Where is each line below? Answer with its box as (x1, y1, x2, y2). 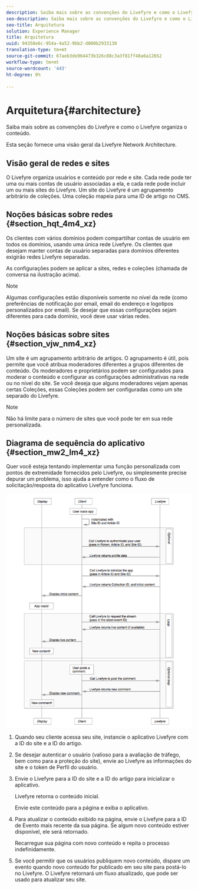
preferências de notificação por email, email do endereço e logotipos (6, 300, 174, 307)
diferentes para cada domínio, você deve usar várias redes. (6, 312, 150, 319)
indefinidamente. (14, 845, 56, 852)
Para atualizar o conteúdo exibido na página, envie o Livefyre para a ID (14, 815, 187, 822)
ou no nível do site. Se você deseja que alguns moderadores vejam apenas (6, 379, 188, 386)
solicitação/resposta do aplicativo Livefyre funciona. (6, 482, 134, 489)
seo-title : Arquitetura (6, 22, 65, 28)
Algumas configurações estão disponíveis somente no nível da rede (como (6, 293, 187, 300)
